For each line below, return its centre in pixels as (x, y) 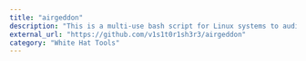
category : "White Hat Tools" (65, 43)
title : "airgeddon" (46, 17)
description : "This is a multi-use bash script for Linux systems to (144, 26)
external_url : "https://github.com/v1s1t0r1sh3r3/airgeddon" (128, 34)
